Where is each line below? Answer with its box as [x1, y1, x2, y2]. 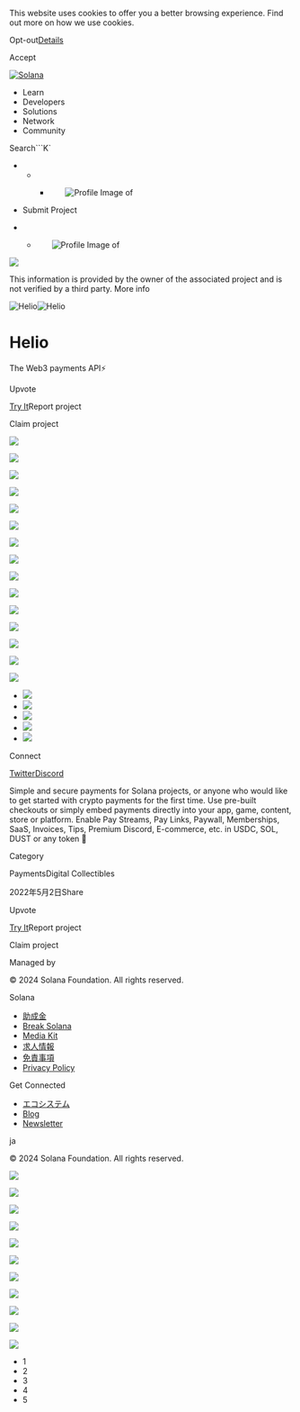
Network [22, 116, 56, 126]
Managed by [9, 956, 57, 967]
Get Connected [9, 1080, 66, 1091]
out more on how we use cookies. [9, 17, 135, 28]
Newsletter [22, 1118, 64, 1128]
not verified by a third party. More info [9, 284, 150, 294]
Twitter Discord [9, 767, 65, 778]
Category [9, 850, 45, 861]
